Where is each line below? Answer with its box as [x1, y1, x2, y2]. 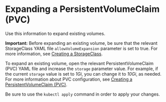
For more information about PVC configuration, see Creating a [5, 76, 133, 82]
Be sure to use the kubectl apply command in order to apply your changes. [5, 91, 161, 97]
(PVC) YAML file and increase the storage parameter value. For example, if [5, 66, 159, 72]
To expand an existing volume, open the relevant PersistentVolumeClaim [5, 60, 154, 66]
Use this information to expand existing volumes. [5, 30, 106, 36]
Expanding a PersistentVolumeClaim [5, 3, 160, 15]
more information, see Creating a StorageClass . [5, 51, 103, 57]
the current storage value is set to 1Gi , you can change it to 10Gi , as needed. [5, 71, 162, 77]
